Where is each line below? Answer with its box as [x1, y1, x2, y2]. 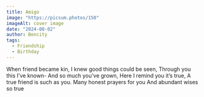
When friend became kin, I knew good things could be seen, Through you [6, 65, 191, 73]
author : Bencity [6, 32, 47, 38]
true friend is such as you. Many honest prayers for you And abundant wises [6, 78, 199, 85]
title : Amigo [6, 9, 40, 15]
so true [6, 85, 24, 92]
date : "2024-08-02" [6, 26, 56, 32]
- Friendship [12, 43, 45, 49]
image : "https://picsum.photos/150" [6, 15, 99, 21]
